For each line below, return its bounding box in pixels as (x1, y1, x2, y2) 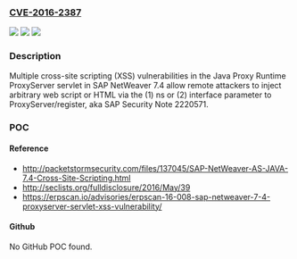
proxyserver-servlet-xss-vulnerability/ (21, 201, 162, 212)
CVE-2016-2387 (9, 6, 82, 19)
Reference (9, 143, 49, 154)
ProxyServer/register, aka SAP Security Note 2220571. (9, 98, 209, 109)
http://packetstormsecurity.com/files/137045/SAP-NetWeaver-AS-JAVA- (21, 163, 288, 173)
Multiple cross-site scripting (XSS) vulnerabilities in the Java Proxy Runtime (9, 70, 287, 81)
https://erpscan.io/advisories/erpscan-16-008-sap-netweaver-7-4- (21, 191, 270, 202)
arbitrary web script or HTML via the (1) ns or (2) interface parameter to (9, 89, 272, 100)
